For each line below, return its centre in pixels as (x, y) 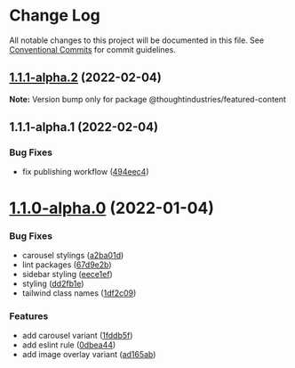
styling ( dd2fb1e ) (53, 283)
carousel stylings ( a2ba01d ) (73, 255)
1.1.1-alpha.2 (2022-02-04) (85, 78)
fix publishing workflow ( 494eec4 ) (85, 172)
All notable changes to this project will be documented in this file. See (137, 40)
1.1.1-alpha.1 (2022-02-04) (84, 127)
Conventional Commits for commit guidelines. (92, 49)
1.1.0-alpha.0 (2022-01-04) (112, 208)
